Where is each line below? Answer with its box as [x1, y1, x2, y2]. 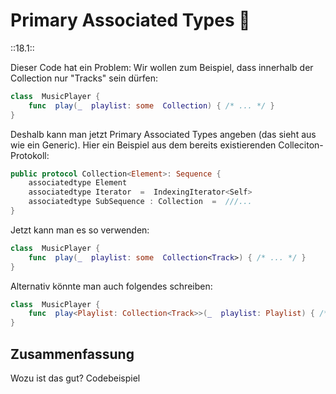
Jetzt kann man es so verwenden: [10, 224, 150, 236]
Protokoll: [10, 149, 50, 161]
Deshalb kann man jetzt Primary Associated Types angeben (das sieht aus [10, 128, 317, 140]
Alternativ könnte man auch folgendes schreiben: [10, 280, 213, 292]
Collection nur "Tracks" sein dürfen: [10, 72, 159, 84]
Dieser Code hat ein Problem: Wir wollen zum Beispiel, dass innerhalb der [10, 61, 314, 73]
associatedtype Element [28, 178, 128, 188]
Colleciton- [278, 139, 324, 151]
